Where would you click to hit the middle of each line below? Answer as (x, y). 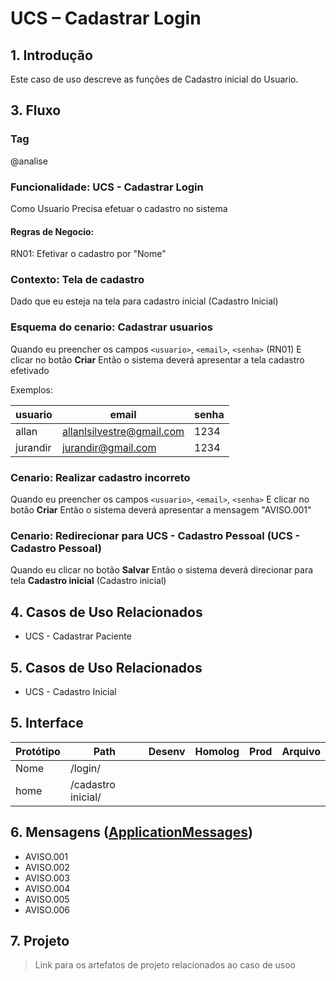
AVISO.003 (47, 878)
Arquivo (301, 751)
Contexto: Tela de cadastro (77, 280)
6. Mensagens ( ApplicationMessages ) (131, 832)
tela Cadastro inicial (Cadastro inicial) (88, 581)
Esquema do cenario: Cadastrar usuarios (111, 327)
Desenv (167, 751)
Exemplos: (31, 389)
